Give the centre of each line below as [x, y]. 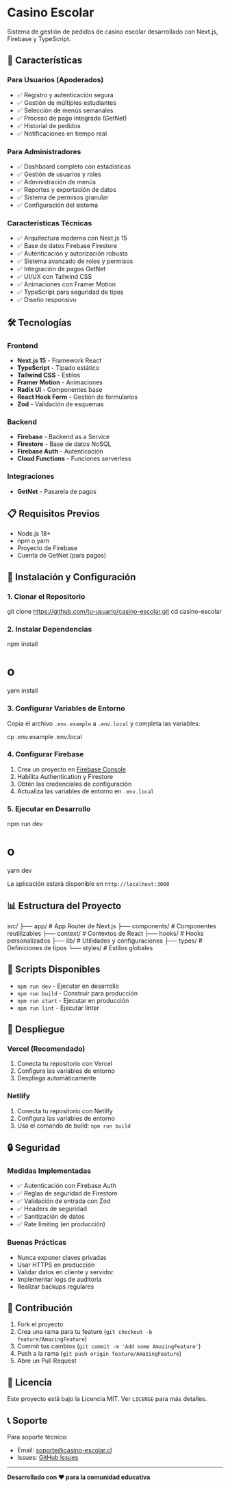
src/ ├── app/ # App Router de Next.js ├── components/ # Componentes [112, 926]
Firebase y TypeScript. [39, 38]
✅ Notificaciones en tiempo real [62, 133]
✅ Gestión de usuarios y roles [59, 174]
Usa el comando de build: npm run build [74, 1126]
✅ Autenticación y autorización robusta [72, 253]
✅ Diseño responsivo [47, 300]
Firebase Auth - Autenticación [60, 451]
